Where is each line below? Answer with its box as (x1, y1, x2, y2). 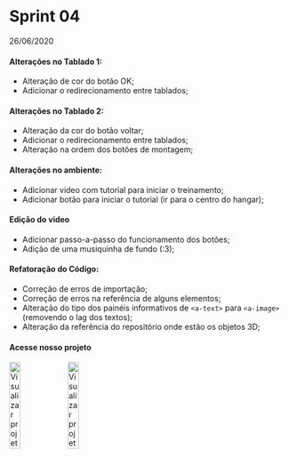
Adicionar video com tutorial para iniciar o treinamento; (21, 184, 224, 195)
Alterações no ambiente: (9, 165, 102, 175)
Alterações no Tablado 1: (9, 56, 102, 67)
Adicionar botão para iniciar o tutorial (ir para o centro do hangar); (21, 194, 264, 205)
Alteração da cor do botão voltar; (21, 125, 144, 136)
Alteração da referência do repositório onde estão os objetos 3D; (21, 321, 261, 332)
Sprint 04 (9, 6, 81, 27)
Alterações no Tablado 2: (9, 105, 104, 117)
